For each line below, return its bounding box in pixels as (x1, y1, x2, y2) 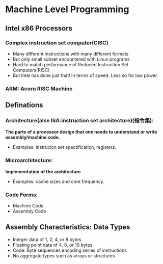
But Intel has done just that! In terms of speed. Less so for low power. (12, 72, 158, 78)
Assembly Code (12, 208, 46, 215)
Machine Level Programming (5, 4, 129, 15)
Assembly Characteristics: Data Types (5, 223, 130, 231)
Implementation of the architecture (5, 168, 81, 174)
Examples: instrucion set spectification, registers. (12, 144, 116, 150)
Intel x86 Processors (5, 24, 73, 33)
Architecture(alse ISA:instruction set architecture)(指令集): (5, 117, 154, 124)
